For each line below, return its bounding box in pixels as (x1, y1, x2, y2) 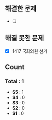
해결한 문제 (5, 4, 37, 13)
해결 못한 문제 (5, 34, 44, 42)
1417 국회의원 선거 (12, 48, 48, 54)
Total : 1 (5, 78, 24, 85)
